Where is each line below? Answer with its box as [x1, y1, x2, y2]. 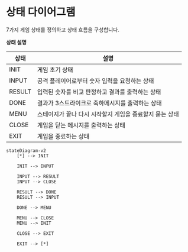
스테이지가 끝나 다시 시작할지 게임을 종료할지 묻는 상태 [37, 110, 179, 118]
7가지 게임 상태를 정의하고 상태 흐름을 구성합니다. [6, 26, 120, 33]
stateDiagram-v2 [6, 147, 46, 154]
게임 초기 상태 [37, 66, 73, 74]
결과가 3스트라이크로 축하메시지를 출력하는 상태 [37, 99, 162, 107]
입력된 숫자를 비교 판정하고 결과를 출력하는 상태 [37, 88, 161, 96]
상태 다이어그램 [6, 5, 76, 19]
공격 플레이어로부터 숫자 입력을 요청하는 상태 [37, 76, 154, 85]
